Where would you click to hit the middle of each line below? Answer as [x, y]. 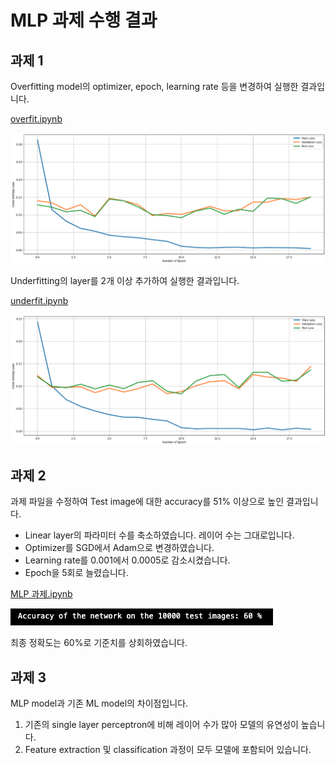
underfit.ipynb [39, 300]
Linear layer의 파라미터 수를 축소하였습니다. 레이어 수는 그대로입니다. [159, 535]
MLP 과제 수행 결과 [84, 20]
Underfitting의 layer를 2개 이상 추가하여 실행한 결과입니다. [125, 280]
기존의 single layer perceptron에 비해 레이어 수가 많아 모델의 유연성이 [161, 724]
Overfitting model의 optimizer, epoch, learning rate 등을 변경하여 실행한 [154, 86]
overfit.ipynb [36, 119]
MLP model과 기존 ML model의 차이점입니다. [99, 703]
